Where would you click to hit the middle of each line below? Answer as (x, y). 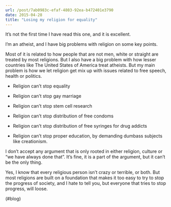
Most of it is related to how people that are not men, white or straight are (82, 54)
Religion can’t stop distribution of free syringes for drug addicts (80, 126)
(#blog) (13, 199)
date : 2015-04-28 (24, 15)
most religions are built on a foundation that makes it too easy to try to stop (85, 178)
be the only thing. (24, 162)
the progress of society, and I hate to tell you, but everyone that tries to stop (86, 183)
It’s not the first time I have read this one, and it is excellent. (68, 34)
